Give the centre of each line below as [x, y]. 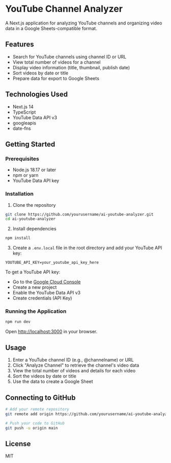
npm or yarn [25, 175]
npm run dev [18, 322]
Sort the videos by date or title [44, 376]
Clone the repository [34, 205]
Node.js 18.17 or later [34, 170]
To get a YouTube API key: [33, 272]
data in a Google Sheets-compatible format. [51, 28]
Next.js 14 [23, 106]
